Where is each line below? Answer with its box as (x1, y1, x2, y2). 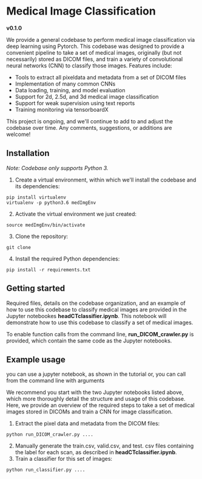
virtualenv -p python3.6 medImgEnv (6, 199, 96, 206)
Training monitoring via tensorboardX (15, 106, 109, 113)
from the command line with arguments (6, 377, 105, 384)
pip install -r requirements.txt (6, 267, 91, 273)
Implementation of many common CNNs (15, 80, 116, 87)
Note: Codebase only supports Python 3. (6, 164, 109, 171)
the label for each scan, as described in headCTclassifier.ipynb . (15, 449, 177, 456)
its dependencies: (15, 182, 60, 189)
